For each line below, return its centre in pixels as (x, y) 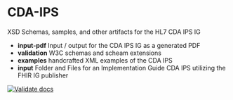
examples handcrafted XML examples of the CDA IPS (95, 60)
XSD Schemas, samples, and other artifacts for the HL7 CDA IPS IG (104, 32)
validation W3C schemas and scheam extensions (89, 53)
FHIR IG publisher (43, 75)
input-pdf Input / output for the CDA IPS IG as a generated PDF (109, 45)
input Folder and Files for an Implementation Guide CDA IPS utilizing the (121, 68)
